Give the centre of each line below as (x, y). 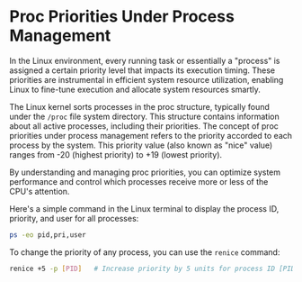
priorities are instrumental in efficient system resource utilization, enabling (147, 79)
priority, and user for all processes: (74, 218)
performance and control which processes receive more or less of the (139, 181)
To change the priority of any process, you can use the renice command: (145, 252)
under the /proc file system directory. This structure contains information (145, 116)
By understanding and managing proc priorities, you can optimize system (145, 172)
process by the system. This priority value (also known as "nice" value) (141, 145)
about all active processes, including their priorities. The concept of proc (144, 126)
